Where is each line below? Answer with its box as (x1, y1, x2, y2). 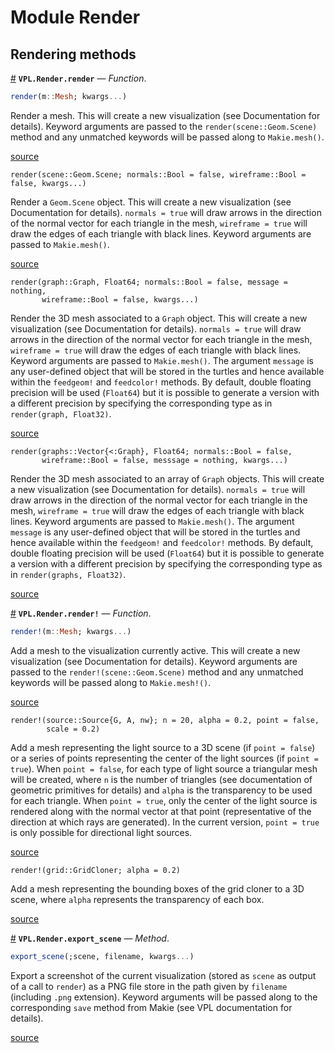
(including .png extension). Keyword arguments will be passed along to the (10, 991, 318, 1003)
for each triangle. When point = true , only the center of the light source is (10, 794, 318, 806)
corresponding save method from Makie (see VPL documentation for (10, 1001, 293, 1013)
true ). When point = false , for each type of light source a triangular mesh (10, 762, 318, 775)
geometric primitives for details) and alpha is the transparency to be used (10, 784, 313, 796)
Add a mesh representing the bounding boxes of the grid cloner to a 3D (10, 882, 305, 895)
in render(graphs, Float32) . (10, 568, 127, 580)
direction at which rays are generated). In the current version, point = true (10, 816, 320, 828)
